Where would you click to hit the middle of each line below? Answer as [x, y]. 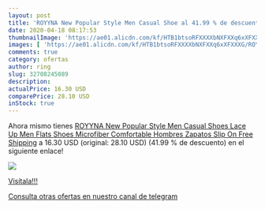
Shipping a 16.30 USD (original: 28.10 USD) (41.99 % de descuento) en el [126, 143]
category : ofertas [38, 60]
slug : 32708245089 [38, 74]
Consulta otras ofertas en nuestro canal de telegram [93, 196]
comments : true [33, 52]
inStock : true [32, 103]
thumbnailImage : [35, 37]
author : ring [30, 67]
